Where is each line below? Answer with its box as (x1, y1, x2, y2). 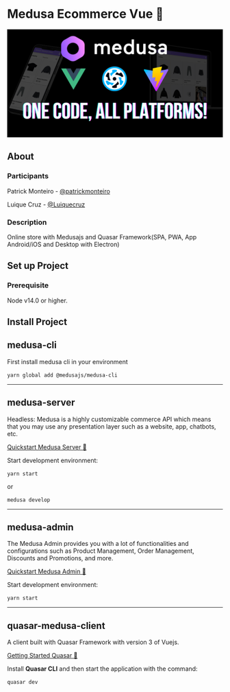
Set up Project (7, 260, 68, 272)
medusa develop (7, 497, 51, 503)
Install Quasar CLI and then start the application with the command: (7, 665, 198, 673)
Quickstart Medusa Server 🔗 (7, 442, 87, 451)
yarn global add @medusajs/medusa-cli (7, 372, 118, 379)
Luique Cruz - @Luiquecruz (7, 200, 86, 208)
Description (7, 217, 47, 227)
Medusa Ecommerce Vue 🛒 (7, 6, 164, 22)
